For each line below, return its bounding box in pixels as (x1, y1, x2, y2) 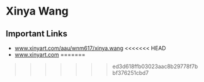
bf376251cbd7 (112, 69, 149, 77)
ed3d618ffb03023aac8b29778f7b (112, 63, 198, 70)
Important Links (6, 29, 68, 39)
